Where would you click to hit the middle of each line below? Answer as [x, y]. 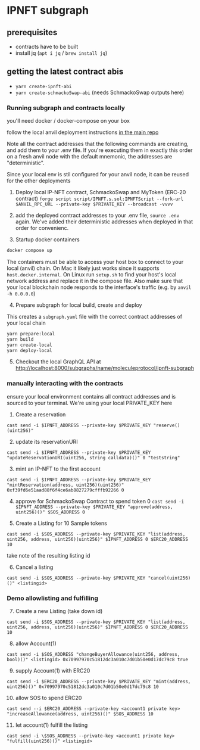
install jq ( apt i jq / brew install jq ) [61, 53]
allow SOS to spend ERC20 [49, 698]
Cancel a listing [34, 567]
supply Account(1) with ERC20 [53, 671]
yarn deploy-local [29, 350]
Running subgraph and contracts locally [66, 108]
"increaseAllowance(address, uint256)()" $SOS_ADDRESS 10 [80, 714]
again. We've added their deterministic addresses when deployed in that [104, 222]
